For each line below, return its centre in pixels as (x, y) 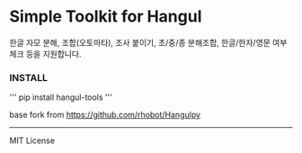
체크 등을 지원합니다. (45, 54)
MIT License (32, 140)
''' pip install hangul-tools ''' (61, 97)
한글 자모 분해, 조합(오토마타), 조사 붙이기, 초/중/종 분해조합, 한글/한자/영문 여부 (148, 42)
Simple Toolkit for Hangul (106, 17)
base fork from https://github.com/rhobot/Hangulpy (105, 115)
